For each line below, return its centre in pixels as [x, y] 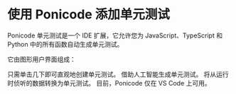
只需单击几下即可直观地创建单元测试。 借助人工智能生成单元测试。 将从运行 [118, 74]
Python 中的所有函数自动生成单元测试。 [65, 44]
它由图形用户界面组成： [42, 59]
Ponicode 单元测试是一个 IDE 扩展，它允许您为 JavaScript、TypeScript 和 [115, 35]
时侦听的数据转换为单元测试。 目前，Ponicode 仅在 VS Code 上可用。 [109, 83]
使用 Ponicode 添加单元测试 [89, 14]
